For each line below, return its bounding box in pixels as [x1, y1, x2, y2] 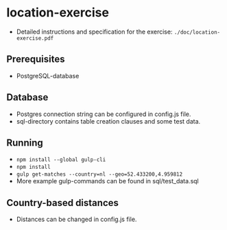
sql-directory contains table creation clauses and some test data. [16, 117, 201, 125]
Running [6, 137, 44, 148]
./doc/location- [174, 29, 221, 36]
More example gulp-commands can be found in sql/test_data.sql [16, 177, 200, 185]
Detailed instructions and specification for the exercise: [16, 27, 173, 36]
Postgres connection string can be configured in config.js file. [16, 110, 191, 118]
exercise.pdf [16, 34, 54, 42]
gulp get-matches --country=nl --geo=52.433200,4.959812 [16, 171, 183, 178]
